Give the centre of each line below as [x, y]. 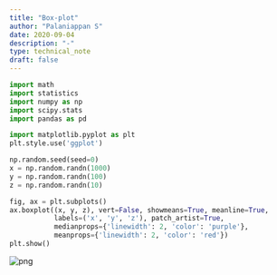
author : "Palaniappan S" [56, 26]
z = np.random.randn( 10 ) [56, 185]
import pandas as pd [48, 119]
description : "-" [42, 43]
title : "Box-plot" [44, 18]
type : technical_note [50, 52]
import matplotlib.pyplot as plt [72, 135]
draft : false [34, 60]
